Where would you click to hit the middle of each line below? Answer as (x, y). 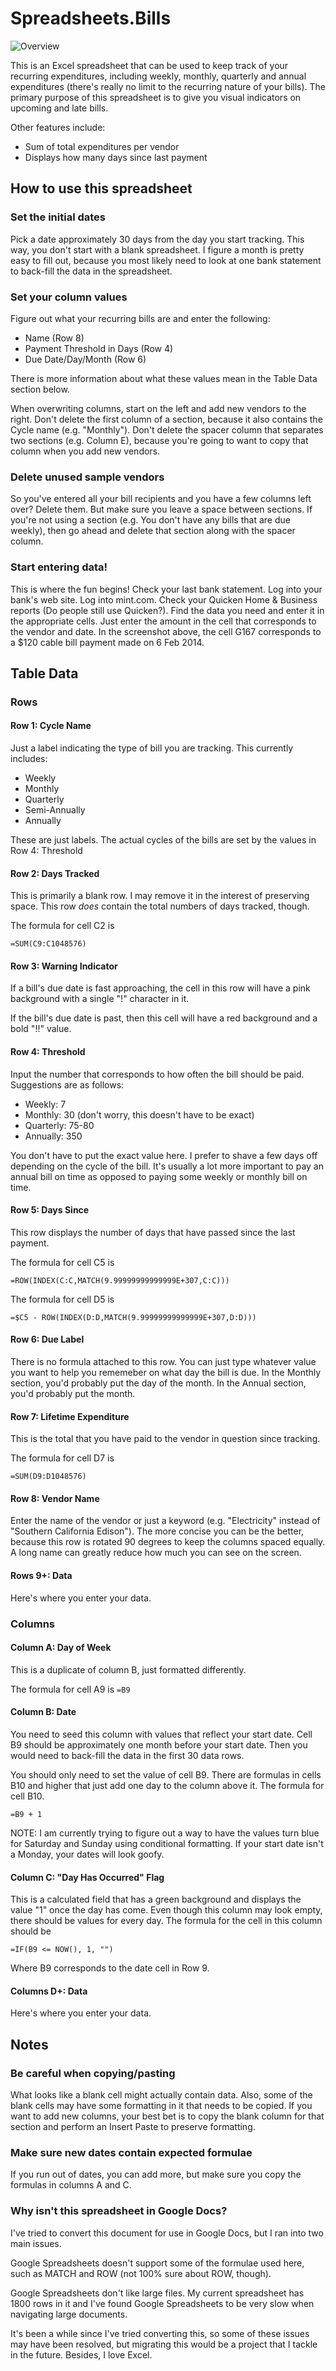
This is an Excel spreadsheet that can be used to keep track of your (149, 65)
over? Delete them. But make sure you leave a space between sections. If (161, 509)
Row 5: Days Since (50, 1210)
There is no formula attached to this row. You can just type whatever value (163, 1362)
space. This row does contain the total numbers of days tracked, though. (160, 906)
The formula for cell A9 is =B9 (70, 1689)
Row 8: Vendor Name (55, 1498)
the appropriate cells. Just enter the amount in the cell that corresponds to (163, 621)
